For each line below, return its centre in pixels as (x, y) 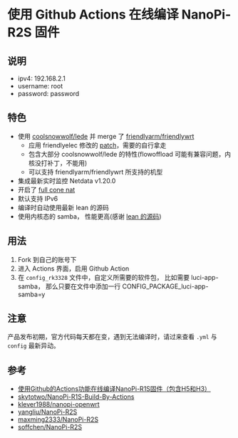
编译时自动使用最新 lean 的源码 (63, 207)
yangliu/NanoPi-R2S (47, 412)
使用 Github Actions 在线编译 (93, 15)
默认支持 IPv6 (38, 198)
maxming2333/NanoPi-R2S (58, 419)
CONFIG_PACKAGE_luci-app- (165, 286)
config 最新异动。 (33, 345)
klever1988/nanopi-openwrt (58, 405)
